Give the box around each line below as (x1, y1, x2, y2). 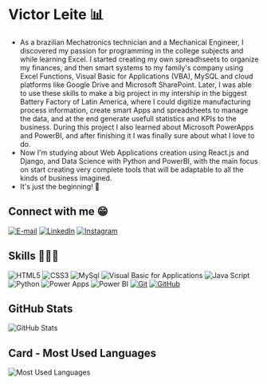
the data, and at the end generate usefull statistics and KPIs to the (19, 113, 237, 123)
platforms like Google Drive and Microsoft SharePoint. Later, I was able (19, 80, 253, 89)
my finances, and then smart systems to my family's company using (19, 62, 244, 72)
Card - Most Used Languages (8, 346, 157, 359)
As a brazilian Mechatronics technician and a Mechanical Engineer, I (19, 37, 244, 47)
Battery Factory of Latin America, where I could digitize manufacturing (19, 97, 251, 106)
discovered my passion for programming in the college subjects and (19, 46, 244, 55)
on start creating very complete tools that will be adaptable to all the (19, 165, 244, 174)
